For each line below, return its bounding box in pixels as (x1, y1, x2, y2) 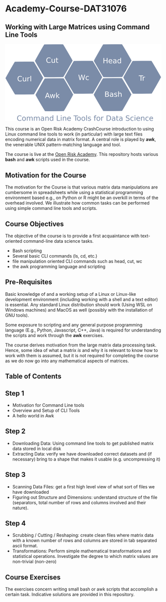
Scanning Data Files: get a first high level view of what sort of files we (12, 483, 155, 489)
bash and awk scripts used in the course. (5, 157, 90, 163)
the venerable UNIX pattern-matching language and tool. (5, 142, 121, 148)
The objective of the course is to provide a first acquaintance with (5, 233, 140, 239)
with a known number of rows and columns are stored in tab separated (12, 537, 157, 543)
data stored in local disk (12, 445, 61, 452)
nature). (12, 505, 29, 511)
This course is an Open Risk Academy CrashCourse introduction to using (5, 126, 155, 132)
